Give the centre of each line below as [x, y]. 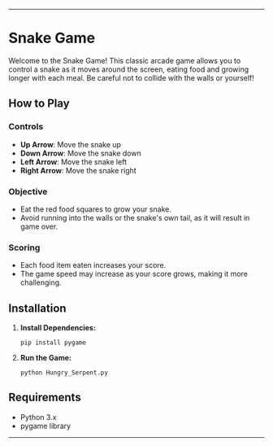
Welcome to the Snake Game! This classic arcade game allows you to [125, 60]
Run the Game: [45, 358]
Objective [28, 191]
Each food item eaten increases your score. [93, 265]
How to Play [39, 104]
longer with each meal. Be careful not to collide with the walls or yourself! [131, 77]
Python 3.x [38, 417]
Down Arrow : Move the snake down [80, 153]
